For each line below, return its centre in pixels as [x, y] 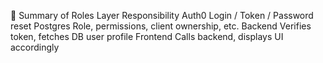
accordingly [35, 47]
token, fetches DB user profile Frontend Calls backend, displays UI [147, 36]
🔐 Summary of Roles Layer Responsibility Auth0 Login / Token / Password [162, 15]
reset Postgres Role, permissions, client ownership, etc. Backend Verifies [161, 26]
